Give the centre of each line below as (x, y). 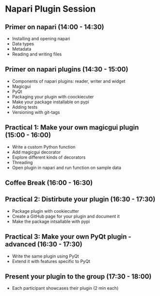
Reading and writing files (37, 54)
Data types (23, 44)
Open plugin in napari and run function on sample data (66, 167)
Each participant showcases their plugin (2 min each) (65, 288)
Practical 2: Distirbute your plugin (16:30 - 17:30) (80, 199)
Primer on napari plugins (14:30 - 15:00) (67, 69)
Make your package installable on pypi (51, 102)
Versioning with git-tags (36, 112)
